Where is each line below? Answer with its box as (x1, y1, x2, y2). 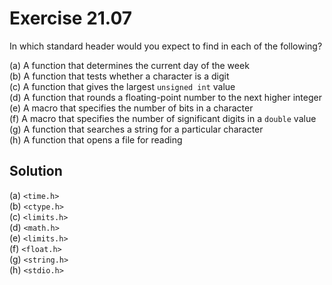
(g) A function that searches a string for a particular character (9, 123, 264, 135)
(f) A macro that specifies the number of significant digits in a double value (9, 112, 317, 124)
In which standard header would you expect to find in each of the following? (9, 40, 323, 52)
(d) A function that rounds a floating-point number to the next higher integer (9, 91, 322, 103)
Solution (9, 163, 63, 180)
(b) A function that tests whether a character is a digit (9, 70, 230, 82)
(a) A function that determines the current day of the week (9, 59, 250, 71)
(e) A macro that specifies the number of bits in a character (9, 102, 254, 114)
